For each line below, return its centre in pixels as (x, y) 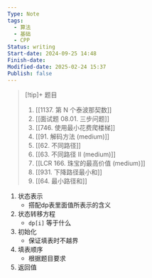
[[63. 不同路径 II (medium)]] (75, 154)
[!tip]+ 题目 (41, 95)
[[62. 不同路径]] (58, 145)
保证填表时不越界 (53, 240)
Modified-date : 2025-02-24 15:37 (57, 67)
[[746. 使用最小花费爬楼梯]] (75, 127)
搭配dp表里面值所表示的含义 (70, 205)
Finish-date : (27, 60)
